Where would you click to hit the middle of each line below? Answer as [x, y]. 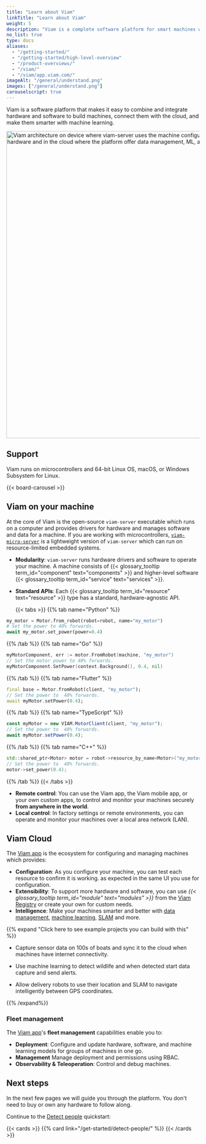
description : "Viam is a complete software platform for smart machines [101, 29]
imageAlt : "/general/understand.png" [55, 80]
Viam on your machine [50, 507]
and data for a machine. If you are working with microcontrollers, [88, 534]
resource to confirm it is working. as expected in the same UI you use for [107, 878]
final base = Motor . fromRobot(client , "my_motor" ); [74, 689]
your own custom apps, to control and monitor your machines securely [105, 800]
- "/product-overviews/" [44, 63]
